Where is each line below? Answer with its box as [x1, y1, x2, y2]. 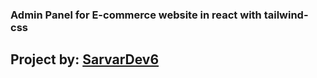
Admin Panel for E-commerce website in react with [10, 8, 262, 22]
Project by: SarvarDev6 [10, 51, 160, 68]
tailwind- [263, 8, 309, 22]
